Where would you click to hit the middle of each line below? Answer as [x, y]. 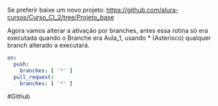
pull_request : [34, 77]
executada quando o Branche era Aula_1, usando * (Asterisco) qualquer [109, 38]
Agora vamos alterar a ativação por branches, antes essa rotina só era [108, 31]
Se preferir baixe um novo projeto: [56, 10]
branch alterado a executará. [49, 45]
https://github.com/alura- [143, 10]
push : [22, 64]
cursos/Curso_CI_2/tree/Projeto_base [61, 17]
